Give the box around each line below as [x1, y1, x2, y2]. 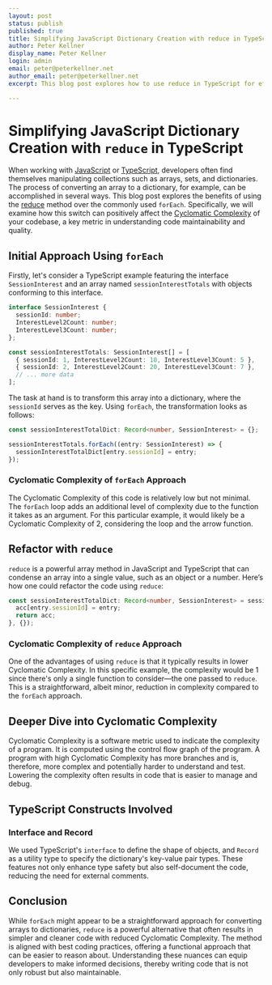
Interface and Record [8, 826, 93, 838]
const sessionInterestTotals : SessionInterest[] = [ [8, 348, 190, 356]
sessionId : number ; [15, 311, 82, 320]
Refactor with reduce [8, 542, 113, 556]
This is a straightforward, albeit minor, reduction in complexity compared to [8, 682, 259, 692]
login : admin [8, 57, 53, 66]
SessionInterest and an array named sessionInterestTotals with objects [8, 279, 253, 289]
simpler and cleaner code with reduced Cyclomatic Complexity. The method [8, 932, 262, 943]
